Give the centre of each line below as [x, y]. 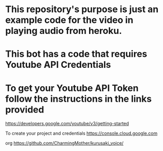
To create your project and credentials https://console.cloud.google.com [81, 133]
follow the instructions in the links [78, 99]
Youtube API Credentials [58, 65]
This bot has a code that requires [76, 54]
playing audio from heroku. [64, 31]
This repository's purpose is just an [82, 9]
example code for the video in [69, 20]
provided [25, 109]
